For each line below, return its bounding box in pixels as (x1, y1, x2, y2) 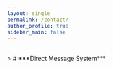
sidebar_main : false (7, 28, 66, 36)
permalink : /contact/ (7, 16, 69, 23)
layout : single (7, 9, 51, 17)
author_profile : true (7, 22, 69, 29)
